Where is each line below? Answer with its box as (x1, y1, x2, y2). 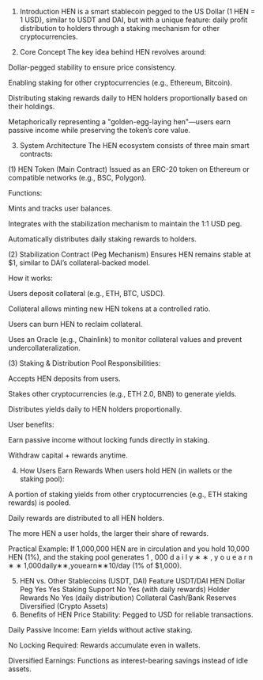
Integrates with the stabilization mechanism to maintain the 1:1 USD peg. (8, 219, 242, 228)
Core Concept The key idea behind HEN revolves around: (19, 47, 207, 56)
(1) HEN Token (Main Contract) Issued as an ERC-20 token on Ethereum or (8, 165, 250, 173)
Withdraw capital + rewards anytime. (8, 450, 128, 460)
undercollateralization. (8, 344, 81, 352)
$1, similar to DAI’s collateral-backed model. (8, 258, 151, 268)
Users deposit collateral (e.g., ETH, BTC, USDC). (8, 289, 166, 298)
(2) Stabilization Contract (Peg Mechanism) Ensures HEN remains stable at (8, 249, 251, 259)
